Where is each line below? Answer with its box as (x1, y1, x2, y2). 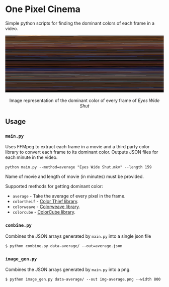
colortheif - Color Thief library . (12, 199, 79, 205)
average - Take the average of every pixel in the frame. (12, 193, 126, 199)
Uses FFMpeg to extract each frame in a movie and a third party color (5, 144, 150, 150)
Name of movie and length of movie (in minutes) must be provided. (5, 173, 144, 179)
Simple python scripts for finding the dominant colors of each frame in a (5, 20, 155, 26)
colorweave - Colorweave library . (12, 204, 80, 210)
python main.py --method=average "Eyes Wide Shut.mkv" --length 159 (5, 165, 152, 170)
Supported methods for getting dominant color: (5, 183, 103, 189)
